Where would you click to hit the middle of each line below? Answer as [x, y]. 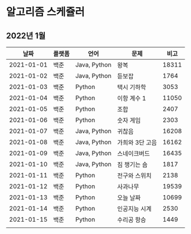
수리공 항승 [131, 220]
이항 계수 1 [131, 98]
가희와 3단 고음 [137, 142]
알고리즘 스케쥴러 [45, 12]
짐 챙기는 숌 [132, 164]
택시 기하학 [131, 87]
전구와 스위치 [134, 176]
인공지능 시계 [134, 209]
